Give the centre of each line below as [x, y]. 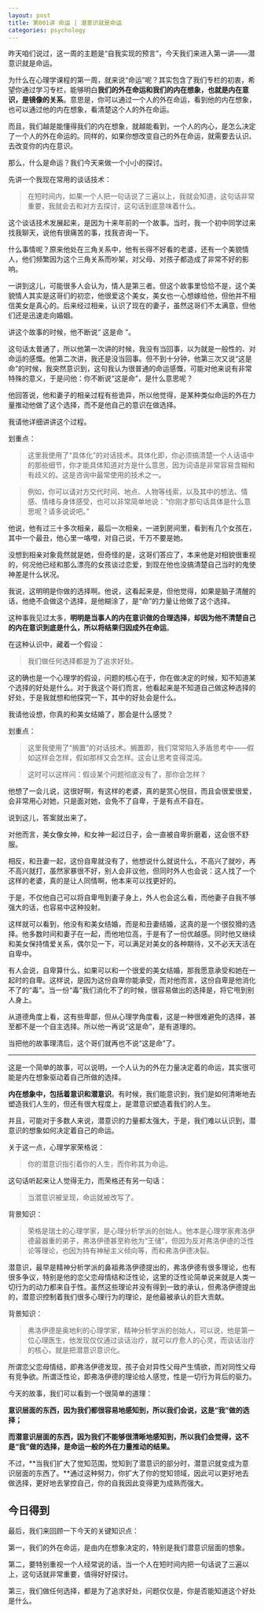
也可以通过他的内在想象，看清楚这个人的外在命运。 [91, 110]
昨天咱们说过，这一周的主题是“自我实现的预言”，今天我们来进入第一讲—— [128, 54]
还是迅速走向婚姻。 [46, 315]
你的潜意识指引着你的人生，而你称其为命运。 [100, 1164]
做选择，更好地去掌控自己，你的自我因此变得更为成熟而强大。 [108, 1483]
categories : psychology [47, 30]
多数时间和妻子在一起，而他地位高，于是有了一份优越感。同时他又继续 [142, 934]
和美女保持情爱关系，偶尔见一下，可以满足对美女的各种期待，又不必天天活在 [132, 944]
